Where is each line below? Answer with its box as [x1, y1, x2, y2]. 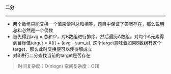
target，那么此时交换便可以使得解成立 [12, 46, 93, 52]
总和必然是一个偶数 [12, 27, 53, 33]
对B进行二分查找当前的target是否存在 [12, 52, 91, 58]
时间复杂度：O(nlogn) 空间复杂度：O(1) [17, 63, 100, 69]
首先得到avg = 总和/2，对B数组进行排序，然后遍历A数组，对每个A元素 [12, 34, 160, 40]
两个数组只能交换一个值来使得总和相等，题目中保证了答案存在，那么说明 [12, 21, 164, 27]
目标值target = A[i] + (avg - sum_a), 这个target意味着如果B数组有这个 [17, 40, 162, 46]
